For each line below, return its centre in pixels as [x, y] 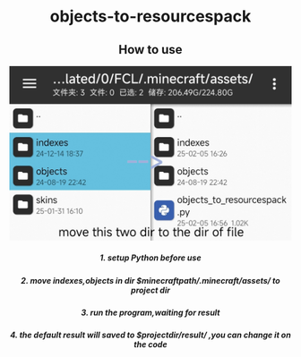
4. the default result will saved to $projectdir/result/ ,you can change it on [150, 335]
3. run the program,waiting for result [150, 312]
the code [150, 344]
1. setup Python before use [150, 258]
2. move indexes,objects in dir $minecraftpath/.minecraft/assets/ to [150, 280]
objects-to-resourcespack [150, 17]
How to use [150, 50]
